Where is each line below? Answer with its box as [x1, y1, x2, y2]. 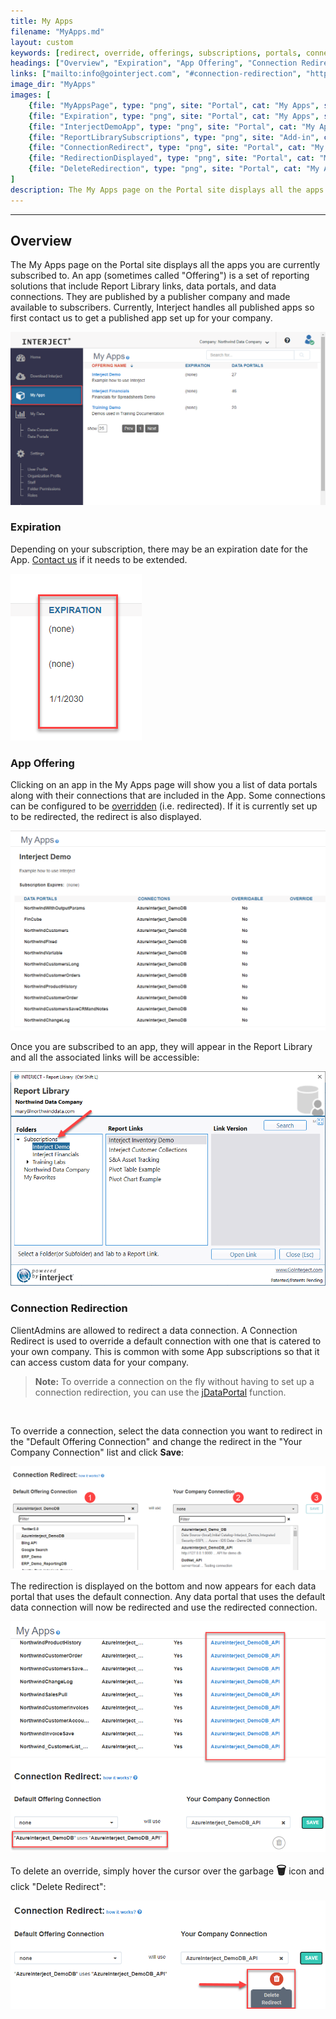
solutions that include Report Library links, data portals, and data [10, 280, 277, 292]
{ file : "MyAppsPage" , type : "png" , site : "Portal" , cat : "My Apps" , [28, 100, 320, 110]
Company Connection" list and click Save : [10, 1446, 185, 1458]
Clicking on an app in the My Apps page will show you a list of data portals [10, 779, 318, 791]
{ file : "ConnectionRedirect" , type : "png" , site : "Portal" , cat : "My [28, 143, 325, 153]
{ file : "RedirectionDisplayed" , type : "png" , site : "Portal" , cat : [28, 153, 316, 164]
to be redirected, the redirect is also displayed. [10, 811, 202, 823]
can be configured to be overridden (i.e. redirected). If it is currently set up [10, 800, 318, 812]
